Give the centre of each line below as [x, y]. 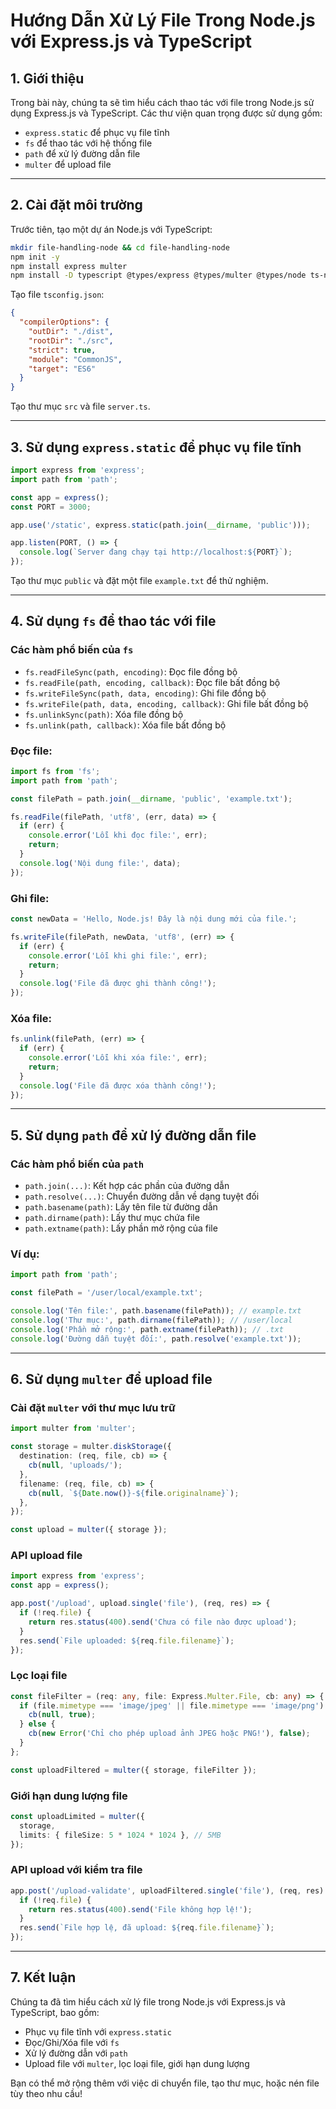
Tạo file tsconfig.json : [57, 295]
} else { [37, 1724]
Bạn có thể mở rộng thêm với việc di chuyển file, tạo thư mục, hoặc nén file [165, 2083]
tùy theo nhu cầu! [46, 2093]
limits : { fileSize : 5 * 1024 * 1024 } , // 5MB [120, 1835]
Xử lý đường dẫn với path [76, 2053]
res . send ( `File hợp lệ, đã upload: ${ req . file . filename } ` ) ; [147, 1928]
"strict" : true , [62, 350]
